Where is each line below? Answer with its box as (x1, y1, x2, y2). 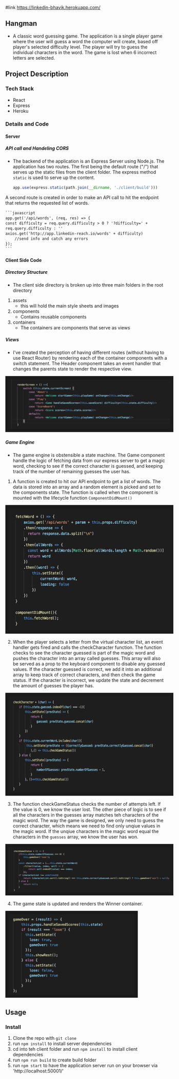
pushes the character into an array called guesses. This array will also (12, 655, 161, 661)
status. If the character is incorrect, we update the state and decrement (12, 677, 164, 683)
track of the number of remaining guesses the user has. (12, 468, 131, 474)
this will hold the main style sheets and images (20, 303, 119, 309)
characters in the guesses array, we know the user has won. (12, 834, 138, 840)
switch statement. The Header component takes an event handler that (12, 360, 161, 367)
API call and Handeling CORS (5, 145, 69, 151)
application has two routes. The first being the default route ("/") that (12, 163, 158, 169)
